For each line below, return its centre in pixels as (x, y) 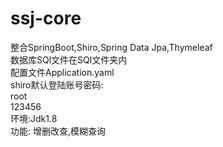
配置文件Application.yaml (62, 72)
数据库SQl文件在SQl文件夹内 (69, 59)
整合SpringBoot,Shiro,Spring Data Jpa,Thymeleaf (111, 47)
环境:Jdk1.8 (34, 118)
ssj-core (46, 18)
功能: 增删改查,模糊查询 (58, 131)
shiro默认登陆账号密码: (57, 84)
